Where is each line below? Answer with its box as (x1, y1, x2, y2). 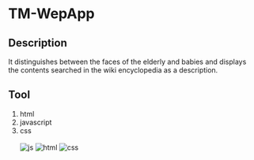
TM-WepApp (8, 5, 95, 23)
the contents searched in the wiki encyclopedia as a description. (8, 65, 218, 75)
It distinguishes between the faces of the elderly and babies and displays (8, 57, 247, 66)
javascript (19, 117, 52, 127)
